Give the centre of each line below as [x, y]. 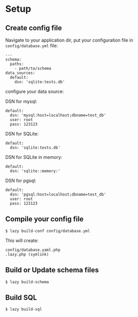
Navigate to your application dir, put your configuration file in [69, 40]
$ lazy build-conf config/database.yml [48, 231]
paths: [17, 64]
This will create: [22, 240]
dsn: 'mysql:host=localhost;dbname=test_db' [58, 115]
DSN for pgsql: [21, 181]
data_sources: [20, 73]
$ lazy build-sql [24, 309]
